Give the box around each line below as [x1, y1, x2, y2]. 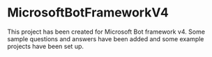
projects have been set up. [7, 42, 84, 50]
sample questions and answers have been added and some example [7, 34, 204, 43]
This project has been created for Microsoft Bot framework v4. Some [7, 27, 206, 36]
